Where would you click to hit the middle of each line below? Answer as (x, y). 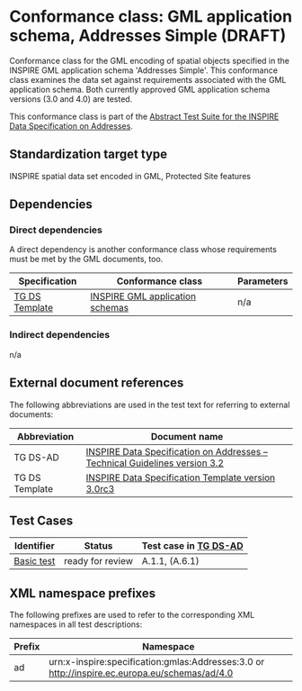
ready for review (98, 561)
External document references (97, 383)
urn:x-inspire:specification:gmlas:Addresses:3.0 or (157, 662)
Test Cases (41, 520)
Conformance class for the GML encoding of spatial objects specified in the (150, 60)
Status (98, 546)
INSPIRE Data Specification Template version (181, 477)
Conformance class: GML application (151, 17)
